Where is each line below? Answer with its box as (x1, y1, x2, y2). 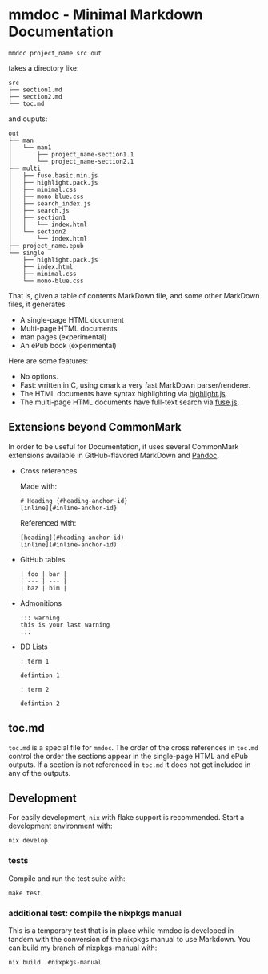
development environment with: (8, 821, 113, 831)
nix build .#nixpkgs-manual (8, 958, 102, 966)
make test (8, 889, 42, 897)
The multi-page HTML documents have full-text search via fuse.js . (19, 397, 240, 407)
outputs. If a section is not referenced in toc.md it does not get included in (8, 760, 251, 769)
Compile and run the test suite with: (8, 873, 126, 883)
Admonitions (19, 598, 62, 607)
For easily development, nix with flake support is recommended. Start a (8, 813, 245, 822)
